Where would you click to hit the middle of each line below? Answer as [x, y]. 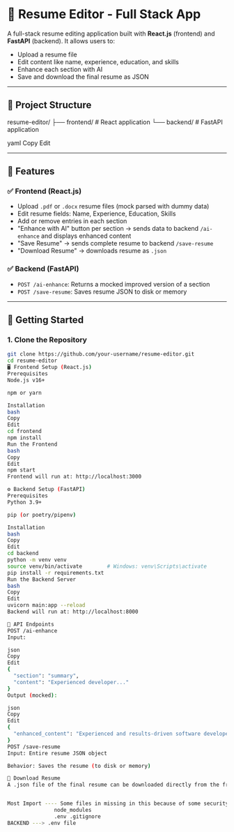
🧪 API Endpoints [31, 624]
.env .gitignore [77, 816]
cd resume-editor [32, 361]
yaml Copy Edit [29, 143]
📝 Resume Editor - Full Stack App [104, 14]
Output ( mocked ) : [32, 695]
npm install [24, 438]
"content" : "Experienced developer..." [71, 682]
